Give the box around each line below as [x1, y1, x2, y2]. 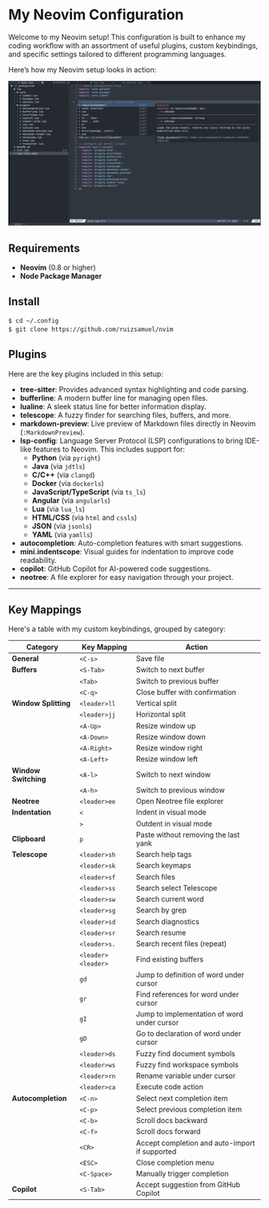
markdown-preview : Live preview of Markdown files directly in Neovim [19, 418, 256, 428]
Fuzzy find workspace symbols [135, 1059, 239, 1069]
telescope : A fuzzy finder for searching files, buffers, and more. [19, 410, 231, 419]
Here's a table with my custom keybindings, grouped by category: [8, 624, 226, 634]
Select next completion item [135, 1093, 228, 1103]
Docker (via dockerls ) [31, 478, 104, 488]
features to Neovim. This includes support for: [33, 444, 186, 454]
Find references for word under [135, 990, 239, 999]
